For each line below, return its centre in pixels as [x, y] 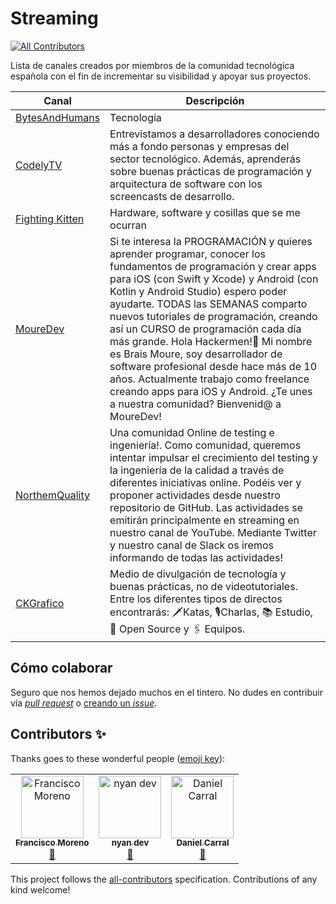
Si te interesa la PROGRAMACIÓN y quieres [211, 241]
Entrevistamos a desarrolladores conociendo [214, 134]
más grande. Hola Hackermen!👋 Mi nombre [211, 341]
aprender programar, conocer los [187, 254]
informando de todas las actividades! [196, 557]
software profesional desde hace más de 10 [213, 366]
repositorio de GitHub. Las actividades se [206, 507]
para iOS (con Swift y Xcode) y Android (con [214, 279]
